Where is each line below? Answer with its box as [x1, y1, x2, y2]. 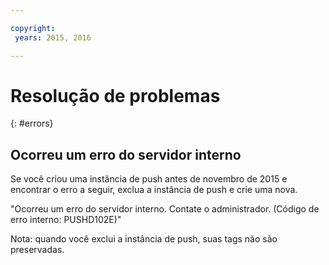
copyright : [10, 23, 56, 33]
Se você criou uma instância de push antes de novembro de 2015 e [10, 173, 288, 185]
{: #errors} [10, 117, 54, 130]
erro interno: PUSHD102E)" [10, 214, 122, 226]
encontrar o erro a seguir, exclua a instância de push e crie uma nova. [10, 184, 298, 196]
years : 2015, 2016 [14, 32, 92, 43]
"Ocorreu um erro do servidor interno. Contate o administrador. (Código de [10, 203, 320, 215]
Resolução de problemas [10, 84, 221, 107]
